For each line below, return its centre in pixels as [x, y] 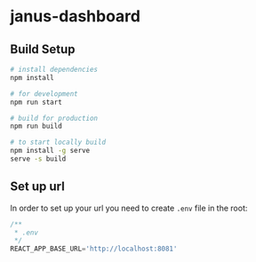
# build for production [54, 118]
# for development [44, 94]
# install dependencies [54, 69]
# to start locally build [58, 143]
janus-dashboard [76, 16]
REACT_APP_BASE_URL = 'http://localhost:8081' [94, 249]
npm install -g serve [50, 151]
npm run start [36, 102]
